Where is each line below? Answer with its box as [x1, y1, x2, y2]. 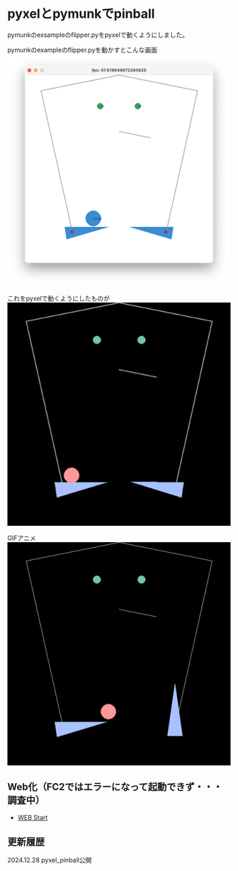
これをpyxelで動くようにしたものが [7, 294, 110, 303]
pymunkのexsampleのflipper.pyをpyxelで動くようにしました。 [7, 30, 189, 39]
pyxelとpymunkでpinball [7, 6, 155, 22]
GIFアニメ [7, 534, 37, 542]
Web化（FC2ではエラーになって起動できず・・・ [7, 781, 223, 793]
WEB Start [17, 814, 48, 822]
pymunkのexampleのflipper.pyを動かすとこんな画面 [7, 45, 158, 54]
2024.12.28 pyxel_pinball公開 [7, 856, 92, 865]
